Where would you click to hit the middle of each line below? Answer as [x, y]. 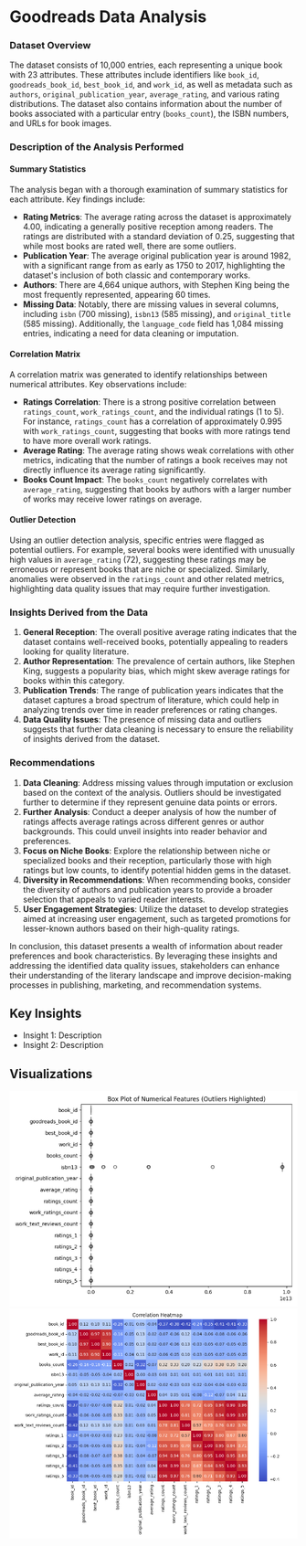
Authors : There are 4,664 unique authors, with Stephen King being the [156, 284]
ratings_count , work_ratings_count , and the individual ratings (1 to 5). [153, 411]
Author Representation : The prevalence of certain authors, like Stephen [158, 662]
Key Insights [46, 1013]
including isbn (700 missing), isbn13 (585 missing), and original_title [157, 313]
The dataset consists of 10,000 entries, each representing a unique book [146, 65]
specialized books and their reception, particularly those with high [147, 860]
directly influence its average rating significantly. [114, 470]
